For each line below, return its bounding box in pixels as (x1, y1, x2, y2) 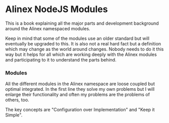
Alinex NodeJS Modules (5, 4, 108, 15)
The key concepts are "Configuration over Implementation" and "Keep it (5, 107, 155, 113)
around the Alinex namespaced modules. (5, 25, 91, 31)
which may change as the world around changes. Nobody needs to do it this (5, 46, 164, 52)
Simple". (5, 112, 23, 118)
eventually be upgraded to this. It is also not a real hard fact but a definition (5, 40, 161, 46)
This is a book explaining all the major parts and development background (5, 20, 159, 26)
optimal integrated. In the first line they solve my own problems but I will (5, 86, 155, 92)
